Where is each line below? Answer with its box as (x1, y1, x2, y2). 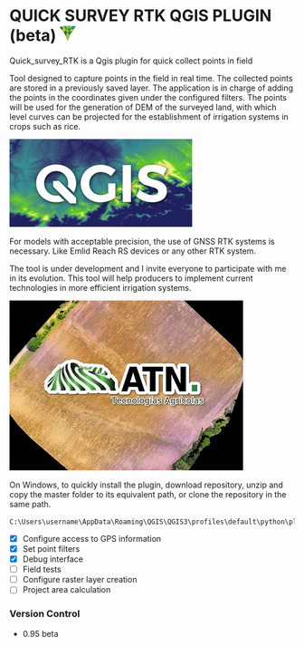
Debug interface (22, 554, 84, 564)
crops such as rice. (9, 121, 81, 131)
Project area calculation (22, 584, 111, 595)
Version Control (9, 608, 81, 621)
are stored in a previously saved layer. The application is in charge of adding (9, 82, 294, 93)
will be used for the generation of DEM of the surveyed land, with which (9, 101, 277, 112)
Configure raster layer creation (22, 574, 138, 585)
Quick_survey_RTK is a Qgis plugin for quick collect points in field (9, 55, 253, 66)
